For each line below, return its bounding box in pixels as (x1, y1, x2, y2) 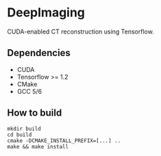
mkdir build (7, 125, 41, 132)
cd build (7, 131, 32, 138)
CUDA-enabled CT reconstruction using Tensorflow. (7, 27, 154, 36)
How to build (7, 107, 62, 119)
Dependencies (7, 47, 71, 59)
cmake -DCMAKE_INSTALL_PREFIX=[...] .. (7, 137, 121, 144)
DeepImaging (7, 5, 86, 21)
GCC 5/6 (16, 87, 42, 95)
